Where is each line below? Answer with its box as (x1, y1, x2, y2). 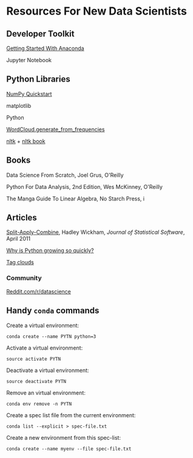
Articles (6, 213, 38, 223)
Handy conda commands (6, 306, 100, 316)
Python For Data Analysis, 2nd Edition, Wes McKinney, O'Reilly (6, 183, 163, 190)
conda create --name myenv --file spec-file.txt (6, 446, 132, 452)
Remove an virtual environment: (6, 389, 86, 396)
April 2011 (6, 235, 31, 242)
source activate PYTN (6, 356, 61, 362)
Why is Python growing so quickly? (6, 247, 94, 254)
